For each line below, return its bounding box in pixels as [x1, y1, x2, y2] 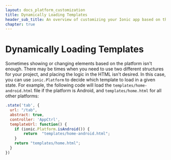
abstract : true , [10, 112, 44, 117]
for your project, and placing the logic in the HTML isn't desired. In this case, [5, 71, 166, 77]
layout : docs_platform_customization [5, 7, 85, 13]
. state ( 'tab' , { [5, 103, 40, 108]
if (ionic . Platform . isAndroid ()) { [14, 126, 90, 131]
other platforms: [5, 93, 39, 99]
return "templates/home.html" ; [14, 141, 81, 146]
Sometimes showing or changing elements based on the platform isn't [5, 61, 152, 67]
